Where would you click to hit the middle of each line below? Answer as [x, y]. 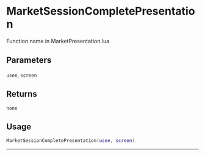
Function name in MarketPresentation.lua [58, 41]
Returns [22, 94]
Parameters [29, 60]
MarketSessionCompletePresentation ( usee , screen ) [71, 141]
